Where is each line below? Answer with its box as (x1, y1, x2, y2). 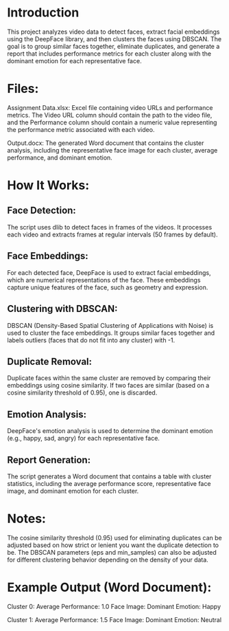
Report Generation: (7, 454, 91, 465)
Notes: (7, 511, 47, 527)
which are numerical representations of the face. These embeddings (7, 276, 201, 284)
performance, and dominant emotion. (7, 153, 113, 162)
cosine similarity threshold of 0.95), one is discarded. (7, 388, 158, 397)
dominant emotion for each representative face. (7, 56, 142, 65)
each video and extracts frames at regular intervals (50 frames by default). (7, 230, 218, 239)
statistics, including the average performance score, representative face (7, 479, 211, 487)
